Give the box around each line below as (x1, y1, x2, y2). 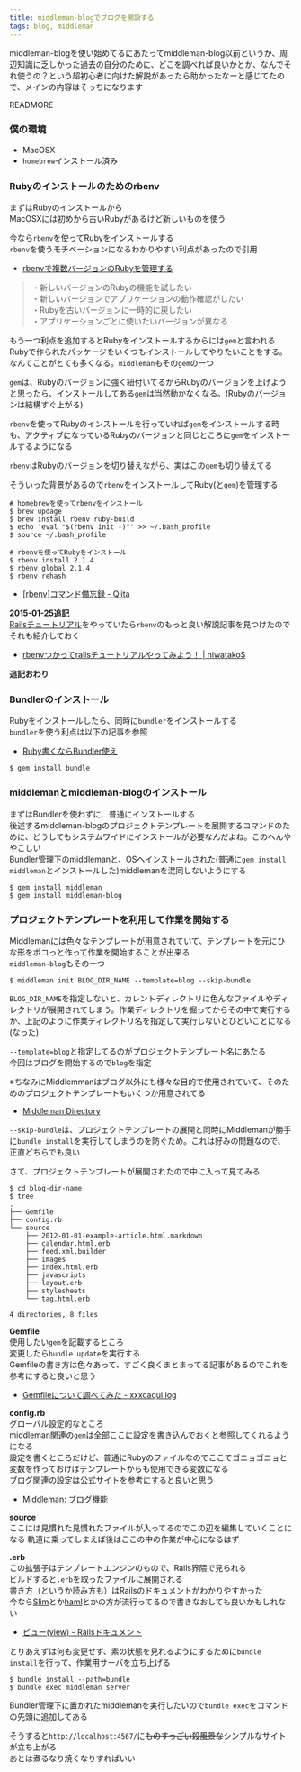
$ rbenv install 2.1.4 (9, 556, 94, 565)
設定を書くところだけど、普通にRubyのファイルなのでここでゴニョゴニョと (9, 1452, 288, 1463)
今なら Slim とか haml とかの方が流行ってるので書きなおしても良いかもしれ (9, 1596, 279, 1607)
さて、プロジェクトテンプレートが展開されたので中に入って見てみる (9, 1165, 261, 1176)
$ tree (9, 1192, 34, 1201)
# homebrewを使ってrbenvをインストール (9, 499, 144, 508)
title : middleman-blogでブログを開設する (9, 13, 155, 23)
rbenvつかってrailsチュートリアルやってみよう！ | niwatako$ (22, 650, 246, 661)
